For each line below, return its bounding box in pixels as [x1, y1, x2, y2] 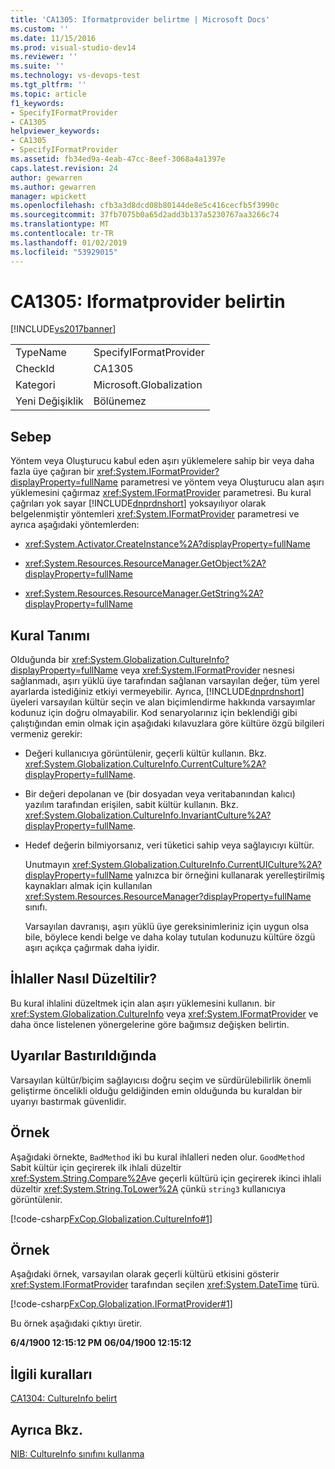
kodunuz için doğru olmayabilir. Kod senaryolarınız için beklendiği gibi [10, 707, 298, 719]
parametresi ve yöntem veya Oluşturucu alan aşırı [119, 476, 325, 488]
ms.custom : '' [10, 24, 70, 34]
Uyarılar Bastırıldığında [10, 1047, 157, 1065]
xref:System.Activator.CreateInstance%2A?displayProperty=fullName [24, 538, 311, 550]
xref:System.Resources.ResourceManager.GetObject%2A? [24, 557, 267, 570]
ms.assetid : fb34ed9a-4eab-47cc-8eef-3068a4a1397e [10, 154, 226, 164]
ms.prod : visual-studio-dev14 [10, 42, 137, 53]
